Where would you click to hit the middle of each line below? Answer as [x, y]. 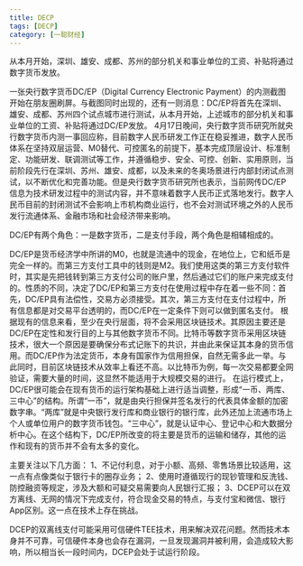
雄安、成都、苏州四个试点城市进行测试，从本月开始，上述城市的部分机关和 [147, 115]
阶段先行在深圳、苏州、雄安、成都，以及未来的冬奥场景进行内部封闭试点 [151, 171]
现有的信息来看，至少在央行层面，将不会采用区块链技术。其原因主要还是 [151, 322]
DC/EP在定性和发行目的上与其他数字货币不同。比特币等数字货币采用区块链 [148, 333]
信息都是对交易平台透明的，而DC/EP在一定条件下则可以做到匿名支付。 [147, 311]
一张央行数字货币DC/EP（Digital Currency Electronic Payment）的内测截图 [148, 92]
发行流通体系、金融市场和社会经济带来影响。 [92, 216]
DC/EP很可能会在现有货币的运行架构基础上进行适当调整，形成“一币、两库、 [150, 390]
